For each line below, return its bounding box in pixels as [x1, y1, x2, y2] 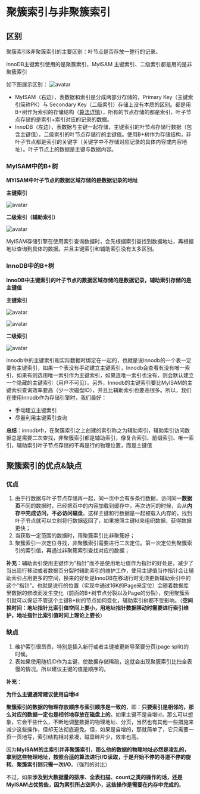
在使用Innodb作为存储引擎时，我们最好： [6, 394, 107, 401]
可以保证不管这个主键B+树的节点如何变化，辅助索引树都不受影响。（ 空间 [16, 597, 193, 604]
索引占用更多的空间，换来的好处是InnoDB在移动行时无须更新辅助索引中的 [11, 574, 191, 582]
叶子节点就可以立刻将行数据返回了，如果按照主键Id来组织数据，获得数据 [14, 517, 192, 524]
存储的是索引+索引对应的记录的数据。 [20, 116, 113, 123]
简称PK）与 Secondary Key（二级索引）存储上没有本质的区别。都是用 [20, 101, 192, 108]
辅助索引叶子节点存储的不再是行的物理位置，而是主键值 [16, 441, 152, 449]
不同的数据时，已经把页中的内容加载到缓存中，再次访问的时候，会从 [20, 502, 187, 509]
